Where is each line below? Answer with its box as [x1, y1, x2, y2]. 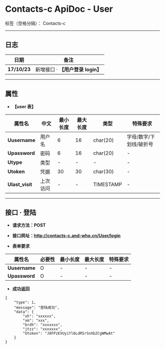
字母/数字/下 [127, 133, 156, 140]
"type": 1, [14, 300, 36, 305]
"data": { [14, 310, 34, 315]
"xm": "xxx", [23, 318, 50, 323]
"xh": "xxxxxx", [23, 314, 56, 319]
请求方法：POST [12, 222, 46, 228]
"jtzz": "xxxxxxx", [23, 327, 63, 332]
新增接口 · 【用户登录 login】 [35, 66, 102, 73]
